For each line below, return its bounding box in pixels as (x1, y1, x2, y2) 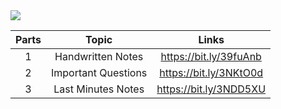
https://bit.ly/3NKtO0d (159, 66, 264, 79)
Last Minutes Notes (53, 82, 145, 96)
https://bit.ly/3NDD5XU (156, 82, 267, 96)
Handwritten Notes (54, 50, 144, 63)
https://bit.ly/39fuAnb (160, 50, 262, 63)
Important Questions (50, 66, 148, 79)
